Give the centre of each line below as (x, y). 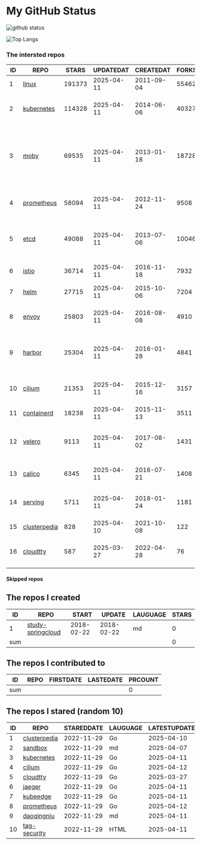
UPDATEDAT (111, 70)
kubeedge (37, 797)
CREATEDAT (153, 70)
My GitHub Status (51, 11)
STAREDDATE (83, 728)
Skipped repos (25, 579)
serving (33, 502)
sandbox (35, 748)
